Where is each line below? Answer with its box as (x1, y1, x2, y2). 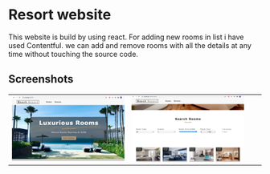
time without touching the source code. (8, 49, 139, 59)
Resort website (8, 6, 112, 24)
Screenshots (8, 72, 74, 86)
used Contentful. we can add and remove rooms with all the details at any (8, 40, 252, 50)
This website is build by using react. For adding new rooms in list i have (8, 32, 244, 42)
